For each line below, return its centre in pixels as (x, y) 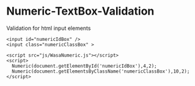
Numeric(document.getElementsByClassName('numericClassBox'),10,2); (101, 71)
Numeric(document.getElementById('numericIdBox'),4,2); (84, 66)
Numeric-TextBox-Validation (80, 11)
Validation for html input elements (49, 28)
